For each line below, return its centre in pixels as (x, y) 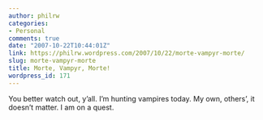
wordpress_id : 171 (39, 76)
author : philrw (34, 16)
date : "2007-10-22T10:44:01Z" (60, 46)
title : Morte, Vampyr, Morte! (60, 68)
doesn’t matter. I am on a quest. (61, 107)
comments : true (34, 38)
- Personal (27, 31)
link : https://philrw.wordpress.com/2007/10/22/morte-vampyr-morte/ (127, 53)
